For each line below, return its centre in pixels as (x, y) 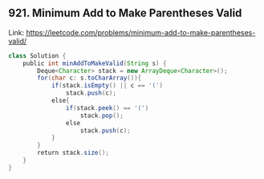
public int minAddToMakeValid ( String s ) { (95, 63)
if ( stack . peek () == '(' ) (107, 108)
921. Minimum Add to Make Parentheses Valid (125, 13)
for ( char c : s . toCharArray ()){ (89, 78)
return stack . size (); (73, 153)
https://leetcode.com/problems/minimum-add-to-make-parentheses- (141, 32)
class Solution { (37, 55)
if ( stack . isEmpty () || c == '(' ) (107, 86)
